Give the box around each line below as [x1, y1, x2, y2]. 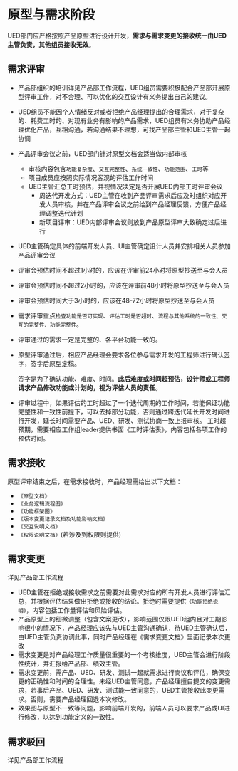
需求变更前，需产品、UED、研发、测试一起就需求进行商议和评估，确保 [17, 668, 224, 677]
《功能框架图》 [17, 508, 56, 515]
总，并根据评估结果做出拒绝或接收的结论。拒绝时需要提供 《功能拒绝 [17, 597, 214, 606]
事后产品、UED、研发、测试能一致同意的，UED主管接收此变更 [36, 686, 219, 695]
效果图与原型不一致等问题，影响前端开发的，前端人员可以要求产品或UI [17, 704, 224, 713]
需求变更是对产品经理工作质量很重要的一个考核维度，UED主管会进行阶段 [17, 651, 231, 659]
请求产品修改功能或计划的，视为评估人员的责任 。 [17, 383, 162, 392]
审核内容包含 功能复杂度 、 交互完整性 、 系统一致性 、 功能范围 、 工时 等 [28, 164, 209, 173]
